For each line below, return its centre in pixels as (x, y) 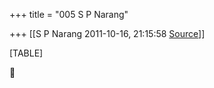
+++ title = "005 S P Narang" (69, 14)
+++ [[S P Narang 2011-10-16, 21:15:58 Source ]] (107, 33)
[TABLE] (26, 53)
